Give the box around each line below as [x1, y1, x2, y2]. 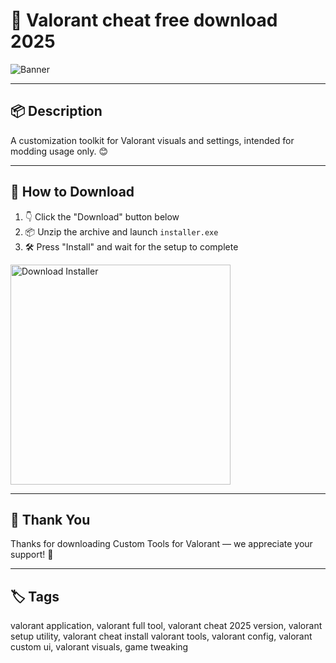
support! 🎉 [10, 549, 54, 561]
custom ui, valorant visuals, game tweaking [10, 641, 189, 653]
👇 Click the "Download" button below [24, 210, 180, 223]
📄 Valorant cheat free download [10, 9, 278, 32]
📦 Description [10, 103, 103, 120]
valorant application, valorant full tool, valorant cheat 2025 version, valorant [10, 620, 323, 632]
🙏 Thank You [10, 511, 91, 528]
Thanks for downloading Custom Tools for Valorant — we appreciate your [10, 538, 313, 550]
